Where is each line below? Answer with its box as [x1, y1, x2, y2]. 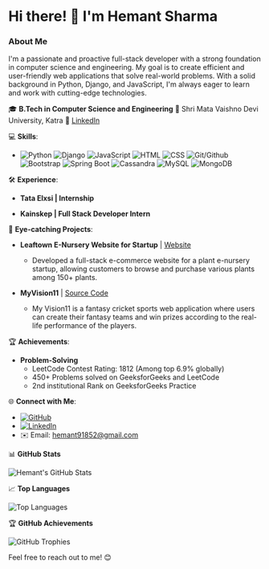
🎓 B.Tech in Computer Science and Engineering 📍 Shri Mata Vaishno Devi [8, 104, 259, 114]
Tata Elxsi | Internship [19, 193, 95, 203]
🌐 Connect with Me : [8, 396, 76, 406]
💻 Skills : [8, 132, 39, 141]
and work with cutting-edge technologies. [8, 88, 147, 98]
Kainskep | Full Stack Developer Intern [19, 209, 151, 219]
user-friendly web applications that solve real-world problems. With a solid [8, 71, 255, 81]
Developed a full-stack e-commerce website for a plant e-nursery [31, 256, 251, 266]
